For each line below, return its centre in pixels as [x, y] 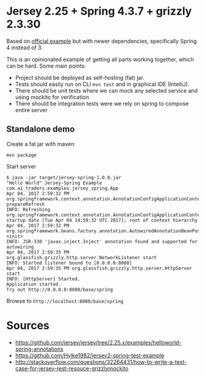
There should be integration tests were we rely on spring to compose [102, 103]
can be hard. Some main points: [46, 66]
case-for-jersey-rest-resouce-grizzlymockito [72, 368]
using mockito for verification [52, 97]
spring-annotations [39, 349]
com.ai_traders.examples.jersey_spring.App [63, 188]
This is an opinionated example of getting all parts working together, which [100, 59]
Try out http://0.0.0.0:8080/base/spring [60, 290]
